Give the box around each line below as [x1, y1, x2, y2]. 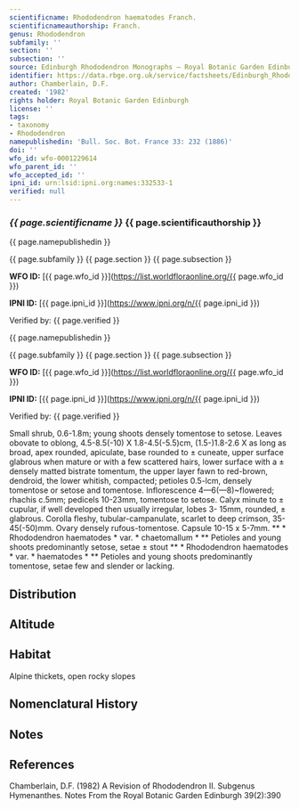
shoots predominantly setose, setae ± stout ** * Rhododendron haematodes [9, 542, 289, 552]
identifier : [9, 71, 53, 80]
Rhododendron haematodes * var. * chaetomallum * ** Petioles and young [9, 532, 282, 543]
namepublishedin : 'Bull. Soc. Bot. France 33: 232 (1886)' [9, 137, 233, 146]
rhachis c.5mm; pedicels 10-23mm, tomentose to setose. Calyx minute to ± [9, 494, 285, 505]
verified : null [9, 187, 66, 196]
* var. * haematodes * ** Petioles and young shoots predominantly [9, 552, 254, 562]
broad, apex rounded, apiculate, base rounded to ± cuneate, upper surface [9, 447, 285, 458]
